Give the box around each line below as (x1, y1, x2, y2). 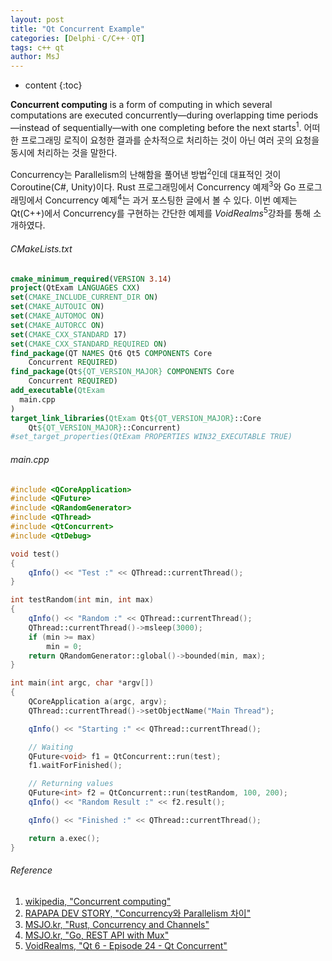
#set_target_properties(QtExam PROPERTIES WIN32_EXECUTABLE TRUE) (10, 432, 293, 442)
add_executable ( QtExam (10, 386, 105, 396)
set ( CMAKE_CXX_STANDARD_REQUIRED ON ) (10, 339, 168, 349)
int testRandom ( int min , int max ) (10, 595, 155, 605)
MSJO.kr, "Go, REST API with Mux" (24, 929, 170, 941)
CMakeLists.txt (10, 243, 73, 255)
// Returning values (28, 779, 114, 789)
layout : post (10, 14, 65, 25)
